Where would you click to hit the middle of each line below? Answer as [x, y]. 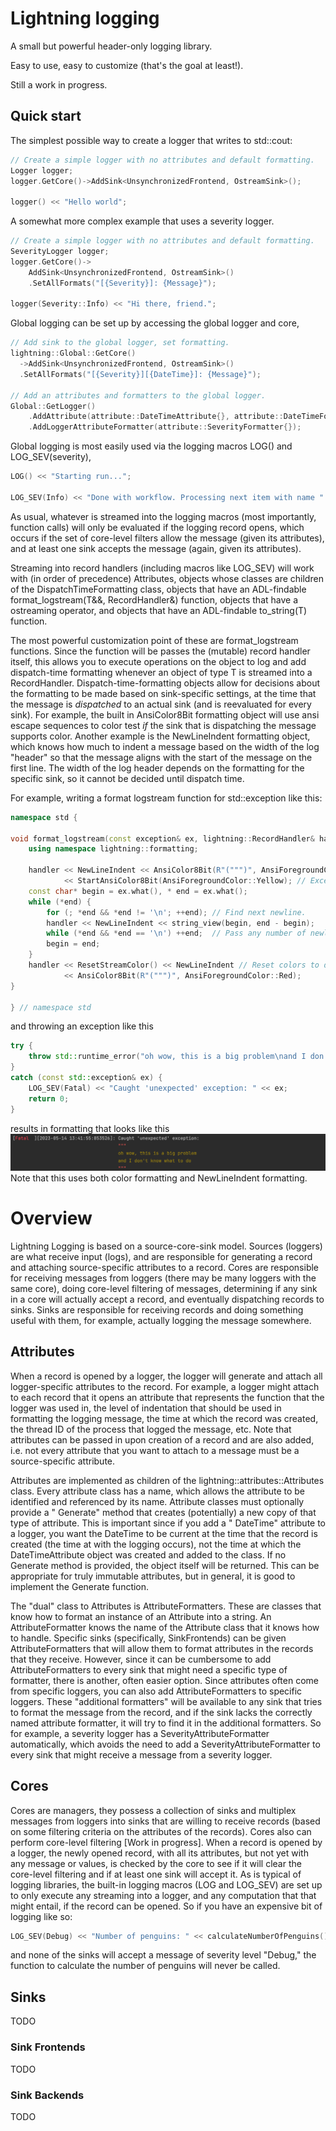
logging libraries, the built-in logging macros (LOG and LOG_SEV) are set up [166, 1884]
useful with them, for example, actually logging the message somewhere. [161, 1320]
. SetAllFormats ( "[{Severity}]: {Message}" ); [122, 283]
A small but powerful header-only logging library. [111, 46]
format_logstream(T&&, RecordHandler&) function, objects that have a [154, 599]
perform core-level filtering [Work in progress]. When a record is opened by [166, 1842]
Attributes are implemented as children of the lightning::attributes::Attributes [167, 1480]
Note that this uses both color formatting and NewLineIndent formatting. [159, 1178]
